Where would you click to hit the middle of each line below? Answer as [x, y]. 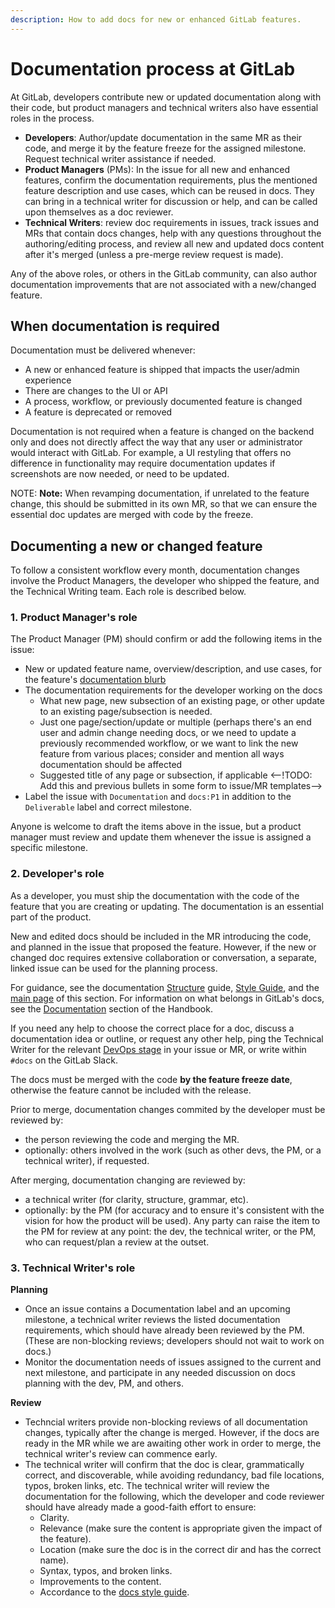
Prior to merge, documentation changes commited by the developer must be [168, 1109]
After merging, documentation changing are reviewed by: [128, 1180]
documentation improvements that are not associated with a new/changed [163, 284]
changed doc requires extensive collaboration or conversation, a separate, [163, 957]
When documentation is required [115, 326]
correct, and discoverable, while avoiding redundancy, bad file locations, [174, 1475]
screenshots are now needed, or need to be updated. [120, 474]
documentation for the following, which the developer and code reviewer [174, 1497]
